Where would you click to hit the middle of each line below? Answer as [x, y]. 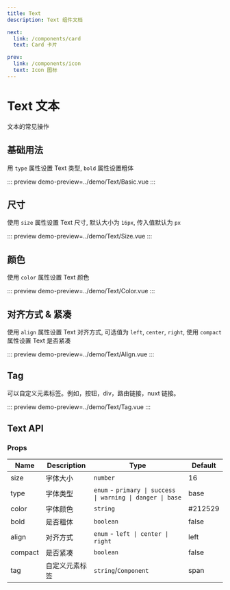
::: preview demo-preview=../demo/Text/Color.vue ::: [81, 291]
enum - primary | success [135, 490]
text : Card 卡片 [35, 45]
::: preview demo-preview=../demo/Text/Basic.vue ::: [81, 182]
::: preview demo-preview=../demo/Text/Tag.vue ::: [79, 407]
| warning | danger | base [138, 498]
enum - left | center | [131, 534]
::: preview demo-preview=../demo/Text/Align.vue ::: [81, 354]
